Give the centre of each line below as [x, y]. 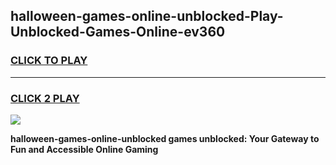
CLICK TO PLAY [49, 61]
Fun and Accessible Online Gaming [84, 149]
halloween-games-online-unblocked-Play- [147, 16]
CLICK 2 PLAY [45, 98]
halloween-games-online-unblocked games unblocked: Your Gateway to [165, 138]
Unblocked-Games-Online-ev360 [118, 32]
